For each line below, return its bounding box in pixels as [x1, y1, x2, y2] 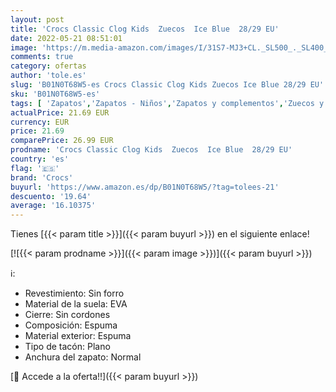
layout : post [10, 14, 65, 25]
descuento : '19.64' [10, 191, 92, 201]
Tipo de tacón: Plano [24, 341, 111, 353]
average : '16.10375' [10, 201, 97, 211]
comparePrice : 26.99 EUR [10, 136, 114, 146]
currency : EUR [10, 117, 70, 127]
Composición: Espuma [24, 319, 118, 331]
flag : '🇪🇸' [10, 163, 60, 173]
